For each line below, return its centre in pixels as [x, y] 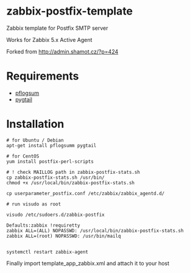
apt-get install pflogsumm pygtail [51, 145]
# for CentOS [23, 156]
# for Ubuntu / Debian [35, 140]
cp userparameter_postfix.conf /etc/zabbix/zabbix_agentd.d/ [86, 193]
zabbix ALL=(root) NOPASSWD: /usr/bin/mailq [64, 236]
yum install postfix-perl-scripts [50, 161]
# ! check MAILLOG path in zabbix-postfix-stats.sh [73, 172]
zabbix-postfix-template [69, 11]
